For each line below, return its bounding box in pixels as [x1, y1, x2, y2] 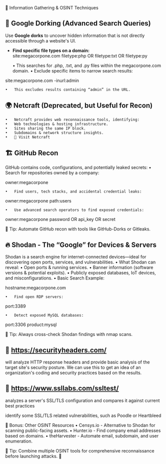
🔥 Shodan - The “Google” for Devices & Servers [5, 240, 156, 249]
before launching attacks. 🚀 [5, 453, 62, 459]
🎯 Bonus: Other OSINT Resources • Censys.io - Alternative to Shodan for [5, 422, 155, 428]
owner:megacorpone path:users [5, 198, 71, 204]
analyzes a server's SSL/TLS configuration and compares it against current [5, 397, 160, 403]
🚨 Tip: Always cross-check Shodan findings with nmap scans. [5, 331, 133, 337]
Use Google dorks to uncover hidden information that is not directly [5, 32, 145, 38]
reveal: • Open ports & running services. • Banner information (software [5, 264, 153, 270]
